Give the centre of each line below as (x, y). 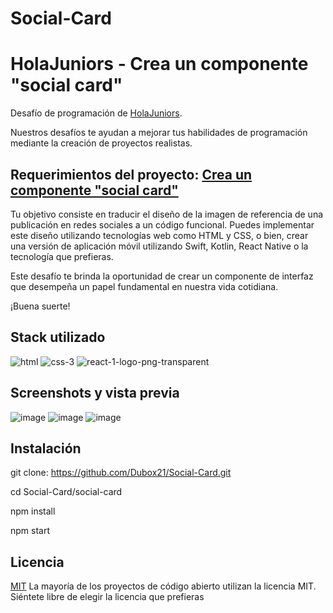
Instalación (46, 448)
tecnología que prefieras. (62, 256)
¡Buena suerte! (40, 306)
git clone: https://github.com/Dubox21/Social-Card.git (121, 473)
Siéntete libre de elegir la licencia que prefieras (107, 597)
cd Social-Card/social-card (66, 492)
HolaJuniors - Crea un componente (159, 64)
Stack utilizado (58, 337)
